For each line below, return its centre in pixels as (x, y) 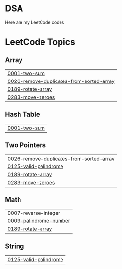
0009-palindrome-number (39, 221)
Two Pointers (26, 145)
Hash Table (22, 115)
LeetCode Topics (40, 42)
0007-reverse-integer (34, 213)
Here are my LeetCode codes (35, 22)
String (15, 246)
